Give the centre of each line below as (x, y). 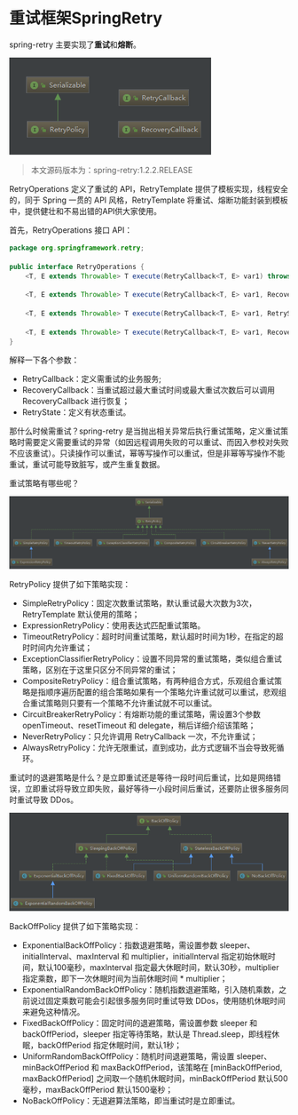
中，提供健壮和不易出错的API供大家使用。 (86, 211)
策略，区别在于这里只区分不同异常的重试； (100, 669)
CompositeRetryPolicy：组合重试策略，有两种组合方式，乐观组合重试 (148, 681)
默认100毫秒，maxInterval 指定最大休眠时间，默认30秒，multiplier (158, 968)
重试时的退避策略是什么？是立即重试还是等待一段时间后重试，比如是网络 (141, 777)
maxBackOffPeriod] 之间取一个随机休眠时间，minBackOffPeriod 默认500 (155, 1079)
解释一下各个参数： (44, 360)
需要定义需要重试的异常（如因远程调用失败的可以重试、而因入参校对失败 (157, 442)
